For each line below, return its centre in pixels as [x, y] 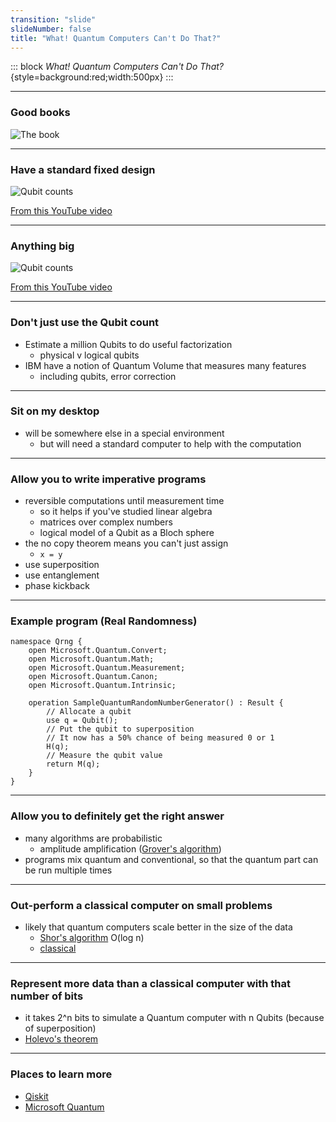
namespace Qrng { [46, 642]
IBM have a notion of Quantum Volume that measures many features [165, 365]
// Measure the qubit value [104, 756]
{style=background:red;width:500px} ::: [92, 77]
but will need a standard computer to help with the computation [170, 443]
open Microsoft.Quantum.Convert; [98, 651]
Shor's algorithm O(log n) [92, 938]
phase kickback [57, 586]
